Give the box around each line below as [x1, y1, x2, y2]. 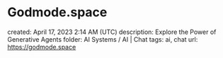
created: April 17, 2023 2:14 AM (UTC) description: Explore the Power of [7, 28, 217, 36]
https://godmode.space [7, 42, 76, 51]
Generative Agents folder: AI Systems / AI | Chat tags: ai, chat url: [7, 35, 198, 43]
